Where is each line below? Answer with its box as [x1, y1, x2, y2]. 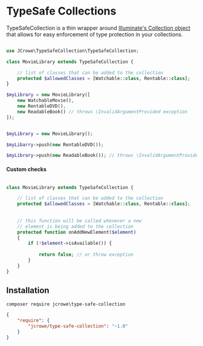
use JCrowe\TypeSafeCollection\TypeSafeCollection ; [6, 47, 139, 54]
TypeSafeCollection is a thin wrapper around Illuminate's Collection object [6, 24, 190, 32]
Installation [6, 285, 50, 296]
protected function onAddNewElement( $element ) [17, 229, 137, 235]
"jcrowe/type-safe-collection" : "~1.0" [28, 323, 129, 330]
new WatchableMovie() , [17, 98, 74, 104]
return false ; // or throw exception [38, 251, 134, 258]
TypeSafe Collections [6, 4, 117, 18]
